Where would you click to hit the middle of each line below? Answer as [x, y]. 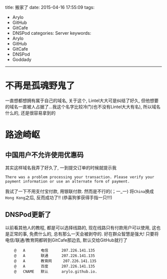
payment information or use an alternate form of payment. [68, 181]
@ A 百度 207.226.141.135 [55, 266]
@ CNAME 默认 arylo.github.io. [56, 272]
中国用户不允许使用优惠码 [44, 155]
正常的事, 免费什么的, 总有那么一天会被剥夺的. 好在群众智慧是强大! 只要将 [84, 234]
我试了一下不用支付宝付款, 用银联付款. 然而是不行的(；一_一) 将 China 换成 [80, 191]
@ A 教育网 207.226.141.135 [55, 261]
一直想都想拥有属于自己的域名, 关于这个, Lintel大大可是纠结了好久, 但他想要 [82, 100]
